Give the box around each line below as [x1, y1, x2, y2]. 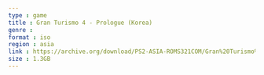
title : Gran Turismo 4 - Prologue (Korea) [8, 19, 153, 27]
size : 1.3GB [8, 55, 51, 63]
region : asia [8, 41, 55, 48]
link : [8, 48, 30, 55]
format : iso [8, 33, 51, 41]
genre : [8, 26, 34, 34]
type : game [8, 11, 47, 20]
